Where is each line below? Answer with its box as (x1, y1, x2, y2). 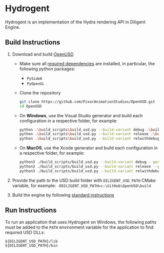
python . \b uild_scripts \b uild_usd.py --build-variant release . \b (19, 132, 158, 137)
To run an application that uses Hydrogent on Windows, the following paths (5, 219, 157, 225)
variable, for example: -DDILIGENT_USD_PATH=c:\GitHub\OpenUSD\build (12, 182, 151, 188)
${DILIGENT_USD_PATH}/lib (5, 239, 58, 244)
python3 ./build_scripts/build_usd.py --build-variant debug (19, 160, 146, 164)
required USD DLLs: (5, 229, 45, 235)
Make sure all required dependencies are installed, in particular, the (19, 60, 155, 66)
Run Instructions (5, 206, 57, 215)
